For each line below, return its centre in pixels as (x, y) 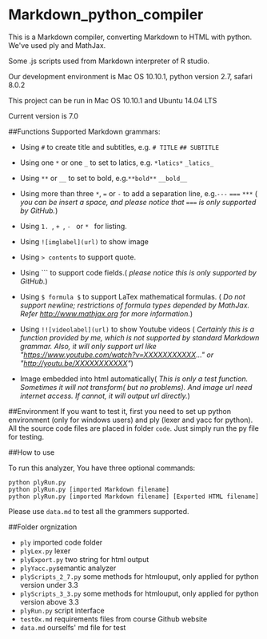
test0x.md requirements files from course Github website (114, 619)
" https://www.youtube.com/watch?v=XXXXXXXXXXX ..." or (117, 355)
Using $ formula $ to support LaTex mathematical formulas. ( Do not (132, 296)
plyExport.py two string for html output (84, 559)
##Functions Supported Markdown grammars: (84, 131)
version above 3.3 (50, 601)
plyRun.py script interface (62, 610)
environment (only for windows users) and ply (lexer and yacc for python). (131, 420)
